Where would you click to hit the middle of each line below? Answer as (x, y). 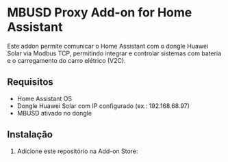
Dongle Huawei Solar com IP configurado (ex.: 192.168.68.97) (103, 106)
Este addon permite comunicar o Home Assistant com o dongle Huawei (108, 46)
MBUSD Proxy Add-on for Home (100, 13)
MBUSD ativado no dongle (54, 113)
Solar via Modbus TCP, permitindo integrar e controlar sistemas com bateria (114, 53)
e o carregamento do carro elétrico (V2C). (66, 60)
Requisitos (30, 82)
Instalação (30, 135)
